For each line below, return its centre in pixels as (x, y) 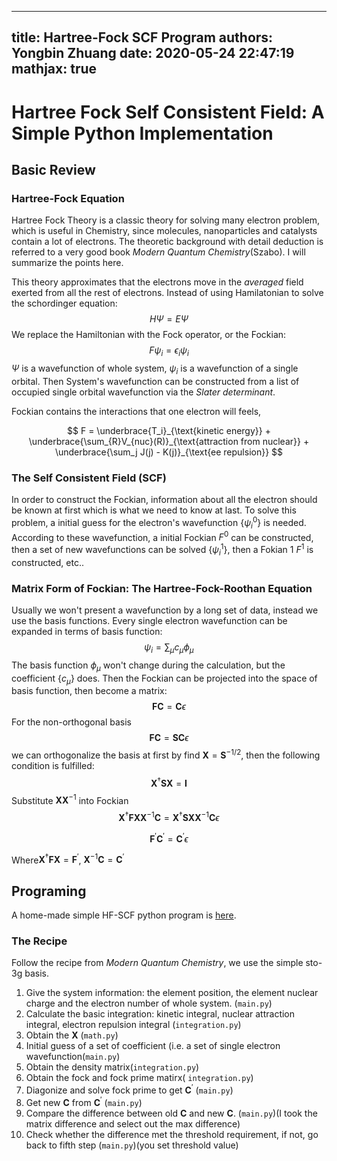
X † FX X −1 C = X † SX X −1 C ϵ (169, 817)
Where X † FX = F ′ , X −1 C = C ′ (68, 859)
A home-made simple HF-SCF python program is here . (124, 915)
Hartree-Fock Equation (68, 198)
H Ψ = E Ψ (169, 319)
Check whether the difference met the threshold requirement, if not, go (172, 1134)
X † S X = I (169, 782)
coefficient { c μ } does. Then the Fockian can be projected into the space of (164, 679)
